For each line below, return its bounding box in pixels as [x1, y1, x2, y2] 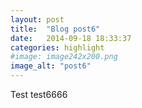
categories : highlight [10, 42, 105, 53]
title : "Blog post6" [10, 24, 101, 34]
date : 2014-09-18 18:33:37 [10, 33, 132, 43]
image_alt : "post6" [10, 61, 92, 71]
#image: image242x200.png [10, 52, 118, 62]
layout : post [10, 14, 65, 25]
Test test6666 [10, 89, 68, 100]
